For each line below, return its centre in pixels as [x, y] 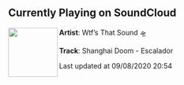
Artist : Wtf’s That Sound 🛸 [103, 32]
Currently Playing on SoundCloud [92, 13]
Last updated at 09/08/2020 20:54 [115, 65]
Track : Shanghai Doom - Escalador [116, 50]
